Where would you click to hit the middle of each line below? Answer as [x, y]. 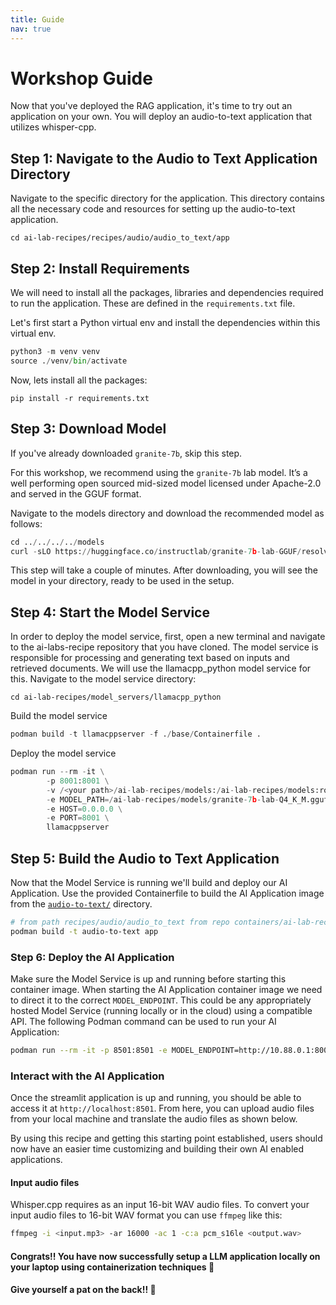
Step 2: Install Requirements [100, 268]
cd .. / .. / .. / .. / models [57, 542]
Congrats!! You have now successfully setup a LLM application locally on [165, 1256]
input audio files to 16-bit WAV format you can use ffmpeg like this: [146, 1215]
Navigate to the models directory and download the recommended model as [167, 513]
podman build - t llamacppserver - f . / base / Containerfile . [136, 734]
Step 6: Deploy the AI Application [92, 957]
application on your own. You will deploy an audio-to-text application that [161, 117]
